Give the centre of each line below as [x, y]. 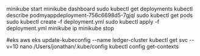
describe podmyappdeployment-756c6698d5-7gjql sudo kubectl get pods [100, 15]
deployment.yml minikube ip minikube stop [60, 28]
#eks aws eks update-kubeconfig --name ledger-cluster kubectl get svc [97, 40]
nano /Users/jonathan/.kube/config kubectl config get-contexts [99, 46]
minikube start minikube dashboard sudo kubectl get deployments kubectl [100, 9]
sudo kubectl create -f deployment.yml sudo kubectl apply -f [83, 22]
